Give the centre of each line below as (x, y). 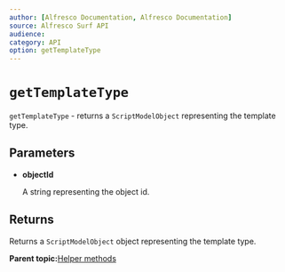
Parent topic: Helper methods (63, 258)
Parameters (42, 153)
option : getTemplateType (55, 51)
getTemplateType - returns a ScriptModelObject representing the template (143, 116)
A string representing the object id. (86, 191)
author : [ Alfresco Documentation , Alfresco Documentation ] (121, 17)
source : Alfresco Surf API (59, 26)
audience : (28, 34)
